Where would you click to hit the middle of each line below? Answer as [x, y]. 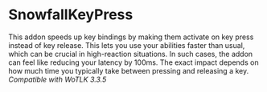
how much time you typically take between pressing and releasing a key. [129, 70]
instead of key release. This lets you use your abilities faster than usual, [127, 45]
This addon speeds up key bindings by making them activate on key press [131, 37]
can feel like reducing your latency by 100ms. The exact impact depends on [133, 62]
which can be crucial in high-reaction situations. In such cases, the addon [131, 54]
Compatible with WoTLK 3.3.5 [58, 79]
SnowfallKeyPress [71, 15]
